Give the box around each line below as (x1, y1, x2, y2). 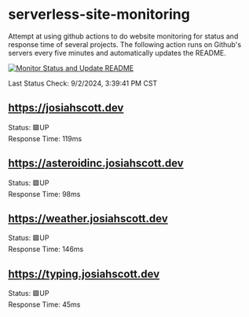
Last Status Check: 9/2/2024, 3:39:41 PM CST (8, 78, 158, 88)
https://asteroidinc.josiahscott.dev (8, 157, 184, 170)
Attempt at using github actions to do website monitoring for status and (8, 31, 239, 41)
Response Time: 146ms (8, 245, 84, 254)
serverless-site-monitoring (8, 5, 190, 24)
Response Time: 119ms (8, 133, 82, 143)
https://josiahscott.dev (8, 101, 124, 115)
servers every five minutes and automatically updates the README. (8, 48, 226, 57)
